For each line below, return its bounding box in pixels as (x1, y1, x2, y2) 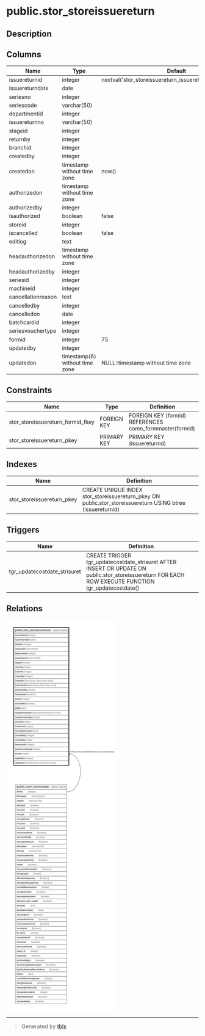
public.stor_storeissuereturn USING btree (82, 499, 186, 506)
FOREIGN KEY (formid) (129, 412, 186, 419)
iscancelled (9, 229, 38, 236)
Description (6, 29, 52, 39)
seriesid (9, 276, 29, 283)
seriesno (9, 93, 31, 100)
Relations (6, 603, 43, 614)
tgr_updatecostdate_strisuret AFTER (86, 558, 177, 565)
